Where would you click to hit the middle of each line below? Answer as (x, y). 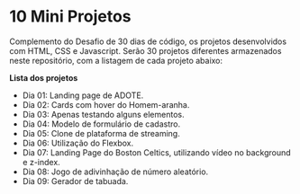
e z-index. (41, 162)
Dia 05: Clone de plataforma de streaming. (101, 133)
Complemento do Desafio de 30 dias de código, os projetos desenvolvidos (148, 41)
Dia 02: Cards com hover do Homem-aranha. (106, 104)
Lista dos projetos (44, 77)
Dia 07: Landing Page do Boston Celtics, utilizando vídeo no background (156, 152)
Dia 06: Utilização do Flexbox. (78, 143)
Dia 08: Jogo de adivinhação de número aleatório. (115, 172)
